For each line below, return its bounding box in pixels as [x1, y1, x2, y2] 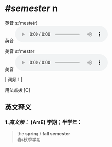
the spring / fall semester [17, 130, 70, 136]
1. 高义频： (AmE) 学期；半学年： [5, 119, 82, 126]
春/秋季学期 [17, 136, 41, 142]
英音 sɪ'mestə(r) [5, 20, 38, 26]
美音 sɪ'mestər [5, 48, 35, 54]
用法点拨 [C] [5, 87, 31, 93]
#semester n [5, 3, 58, 14]
